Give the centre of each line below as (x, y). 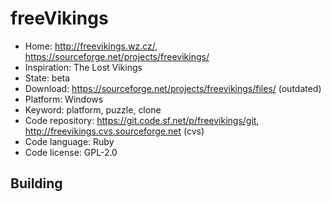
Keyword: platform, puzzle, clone (93, 109)
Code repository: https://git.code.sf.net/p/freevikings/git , (142, 120)
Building (36, 183)
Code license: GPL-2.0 (71, 152)
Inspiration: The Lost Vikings (83, 67)
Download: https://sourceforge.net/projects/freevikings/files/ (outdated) (173, 88)
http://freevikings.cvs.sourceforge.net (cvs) (114, 131)
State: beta (47, 78)
